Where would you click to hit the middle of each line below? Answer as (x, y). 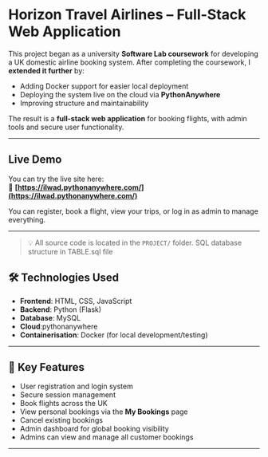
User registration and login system (76, 386)
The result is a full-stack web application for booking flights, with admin (128, 118)
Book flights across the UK (63, 404)
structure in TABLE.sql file (70, 251)
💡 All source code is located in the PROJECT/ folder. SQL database (134, 242)
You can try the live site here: (56, 179)
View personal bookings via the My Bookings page (104, 412)
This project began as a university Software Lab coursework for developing (133, 53)
